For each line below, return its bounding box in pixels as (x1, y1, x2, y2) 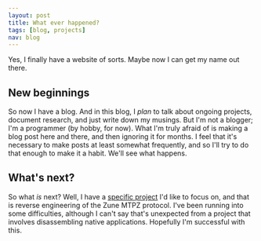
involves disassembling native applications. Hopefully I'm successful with (8, 217, 245, 226)
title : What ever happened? (8, 19, 100, 27)
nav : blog (8, 33, 41, 42)
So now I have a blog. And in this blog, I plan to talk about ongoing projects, (8, 107, 252, 116)
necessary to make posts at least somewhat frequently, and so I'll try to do (8, 141, 249, 150)
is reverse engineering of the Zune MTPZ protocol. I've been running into (8, 200, 245, 210)
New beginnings (8, 86, 90, 99)
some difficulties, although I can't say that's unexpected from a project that (8, 209, 251, 218)
